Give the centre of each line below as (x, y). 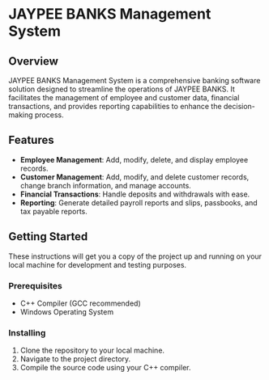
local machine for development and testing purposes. (98, 264)
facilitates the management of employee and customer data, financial (124, 97)
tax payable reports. (53, 211)
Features (31, 140)
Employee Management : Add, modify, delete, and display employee (134, 159)
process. (49, 115)
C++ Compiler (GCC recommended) (81, 303)
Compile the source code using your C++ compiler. (105, 368)
